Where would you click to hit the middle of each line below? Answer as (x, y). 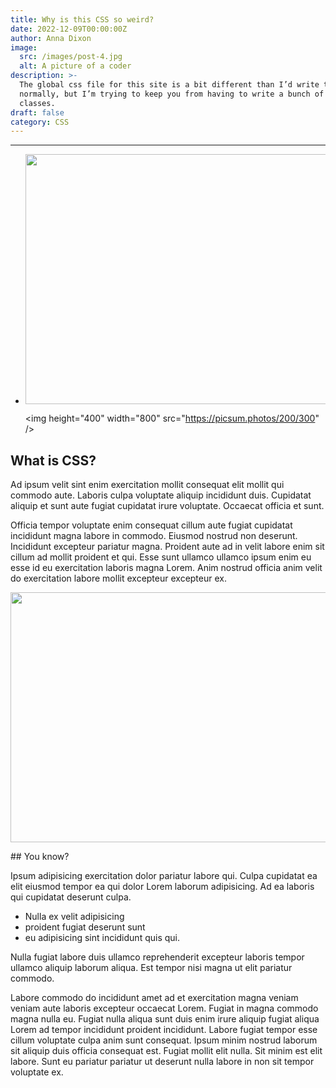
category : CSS (40, 122)
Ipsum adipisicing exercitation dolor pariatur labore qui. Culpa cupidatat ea (164, 876)
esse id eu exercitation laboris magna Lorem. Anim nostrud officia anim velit (166, 568)
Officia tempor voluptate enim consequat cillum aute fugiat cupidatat (151, 525)
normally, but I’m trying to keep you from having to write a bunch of (172, 94)
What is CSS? (53, 460)
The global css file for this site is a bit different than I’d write (169, 85)
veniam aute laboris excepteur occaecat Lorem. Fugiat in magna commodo (164, 1008)
